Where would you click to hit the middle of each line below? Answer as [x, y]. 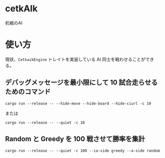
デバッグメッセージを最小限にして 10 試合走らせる [82, 83]
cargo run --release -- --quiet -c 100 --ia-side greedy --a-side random [83, 151]
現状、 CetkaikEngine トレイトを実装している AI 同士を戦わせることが [75, 59]
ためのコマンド [28, 92]
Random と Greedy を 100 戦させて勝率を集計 [75, 139]
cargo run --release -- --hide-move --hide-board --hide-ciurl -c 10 [78, 103]
